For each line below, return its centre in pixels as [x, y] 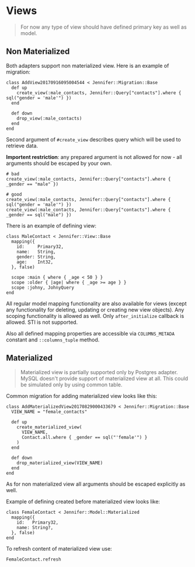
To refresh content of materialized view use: [59, 548]
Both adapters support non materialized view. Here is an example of [88, 65]
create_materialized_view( [49, 427]
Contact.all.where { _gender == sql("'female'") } [84, 437]
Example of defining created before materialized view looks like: [83, 502]
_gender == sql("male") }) [39, 215]
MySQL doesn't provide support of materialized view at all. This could [104, 378]
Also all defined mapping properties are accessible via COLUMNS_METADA [90, 333]
